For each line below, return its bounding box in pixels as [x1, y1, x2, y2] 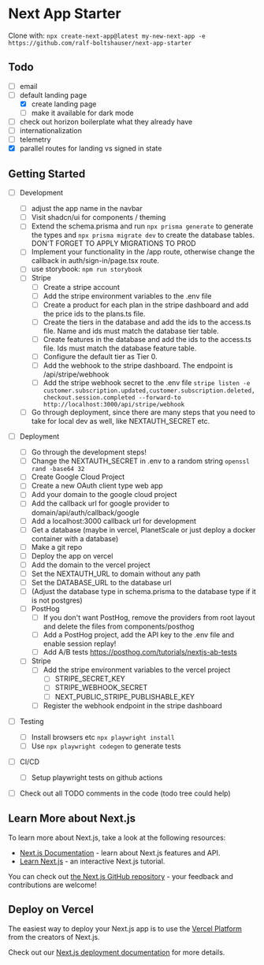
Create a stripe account [43, 282, 120, 291]
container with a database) [31, 533, 119, 544]
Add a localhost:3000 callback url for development [31, 516, 197, 525]
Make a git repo [31, 542, 83, 551]
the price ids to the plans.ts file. [43, 309, 146, 318]
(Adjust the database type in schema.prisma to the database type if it [31, 586, 256, 596]
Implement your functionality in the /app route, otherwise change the [31, 247, 255, 257]
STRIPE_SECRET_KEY [54, 674, 126, 684]
